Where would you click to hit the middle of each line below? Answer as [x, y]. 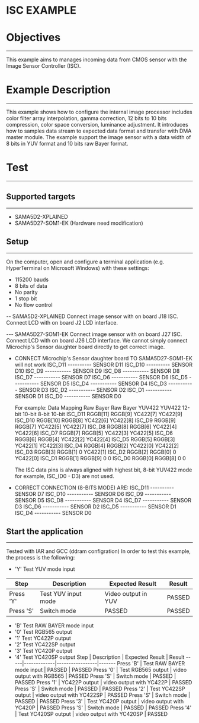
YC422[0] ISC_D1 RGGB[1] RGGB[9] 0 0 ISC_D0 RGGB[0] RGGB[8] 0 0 [100, 458]
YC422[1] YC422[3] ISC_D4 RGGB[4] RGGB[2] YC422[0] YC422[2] [97, 445]
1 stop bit [26, 298]
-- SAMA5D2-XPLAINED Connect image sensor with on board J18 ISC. [92, 316]
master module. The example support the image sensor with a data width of [99, 137]
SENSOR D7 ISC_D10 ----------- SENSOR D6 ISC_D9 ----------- [93, 493]
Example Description [58, 90]
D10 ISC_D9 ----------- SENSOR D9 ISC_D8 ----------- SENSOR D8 [97, 371]
